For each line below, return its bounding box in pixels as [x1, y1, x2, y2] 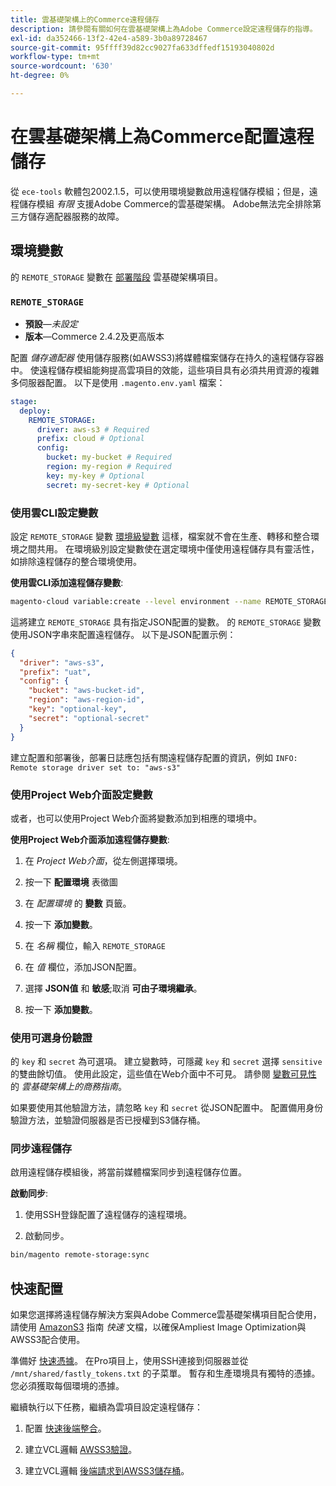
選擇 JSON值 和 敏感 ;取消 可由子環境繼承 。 [24, 982, 203, 994]
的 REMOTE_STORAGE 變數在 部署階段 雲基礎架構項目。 [10, 271, 223, 283]
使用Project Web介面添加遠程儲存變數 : [10, 833, 170, 845]
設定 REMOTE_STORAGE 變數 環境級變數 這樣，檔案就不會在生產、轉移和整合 [10, 530, 311, 542]
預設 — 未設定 [24, 317, 78, 330]
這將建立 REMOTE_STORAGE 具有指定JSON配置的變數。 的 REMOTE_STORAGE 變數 [10, 616, 322, 628]
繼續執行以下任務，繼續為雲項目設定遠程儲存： [10, 1401, 203, 1413]
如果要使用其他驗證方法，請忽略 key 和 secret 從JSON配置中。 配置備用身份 [10, 1102, 324, 1114]
